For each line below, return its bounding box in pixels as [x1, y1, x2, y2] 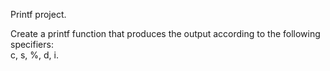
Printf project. [10, 9, 67, 20]
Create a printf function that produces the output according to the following [10, 28, 321, 39]
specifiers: [10, 39, 54, 50]
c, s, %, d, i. [10, 49, 60, 61]
